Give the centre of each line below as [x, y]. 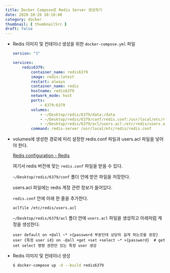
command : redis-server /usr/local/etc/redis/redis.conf [91, 129]
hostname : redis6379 [53, 91]
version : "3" [26, 54]
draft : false [19, 29]
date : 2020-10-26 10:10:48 [34, 15]
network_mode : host [52, 96]
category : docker [24, 19]
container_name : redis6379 [60, 72]
